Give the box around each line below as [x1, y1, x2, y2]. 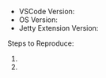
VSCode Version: [18, 7, 75, 16]
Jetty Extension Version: [18, 24, 99, 32]
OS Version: [18, 15, 59, 24]
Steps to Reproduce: [7, 39, 74, 48]
